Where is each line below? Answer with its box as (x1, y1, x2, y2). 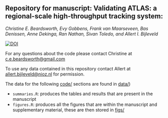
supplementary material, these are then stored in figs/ (12, 106, 125, 113)
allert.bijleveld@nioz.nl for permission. (5, 71, 85, 77)
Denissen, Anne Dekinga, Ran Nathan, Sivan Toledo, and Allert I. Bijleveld (5, 30, 158, 37)
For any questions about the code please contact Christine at (5, 50, 132, 56)
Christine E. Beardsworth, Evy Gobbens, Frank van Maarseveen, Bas (5, 25, 149, 31)
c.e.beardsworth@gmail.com (5, 56, 66, 62)
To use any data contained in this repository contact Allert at (5, 65, 131, 71)
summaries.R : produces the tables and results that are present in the (12, 91, 153, 97)
